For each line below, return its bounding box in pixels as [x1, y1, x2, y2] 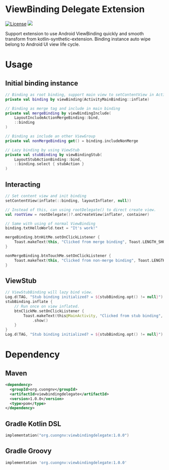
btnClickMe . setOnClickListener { [14, 308, 84, 314]
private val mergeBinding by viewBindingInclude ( [5, 111, 112, 116]
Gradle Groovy [5, 447, 52, 455]
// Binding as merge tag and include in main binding [5, 106, 121, 111]
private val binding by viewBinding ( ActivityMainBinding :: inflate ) [5, 97, 150, 102]
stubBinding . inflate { [5, 299, 53, 304]
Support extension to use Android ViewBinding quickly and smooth [5, 30, 144, 36]
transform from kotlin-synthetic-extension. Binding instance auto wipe [5, 36, 151, 42]
